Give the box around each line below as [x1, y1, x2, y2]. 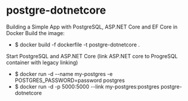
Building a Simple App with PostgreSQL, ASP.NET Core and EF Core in [6, 23, 178, 30]
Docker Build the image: [6, 29, 65, 36]
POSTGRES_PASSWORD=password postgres [14, 77, 125, 84]
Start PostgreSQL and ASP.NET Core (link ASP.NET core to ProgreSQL [6, 52, 178, 59]
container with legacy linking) [6, 59, 78, 66]
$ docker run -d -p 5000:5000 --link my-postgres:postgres [14, 83, 160, 90]
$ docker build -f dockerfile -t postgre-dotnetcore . [14, 41, 141, 48]
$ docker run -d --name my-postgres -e [14, 70, 113, 77]
